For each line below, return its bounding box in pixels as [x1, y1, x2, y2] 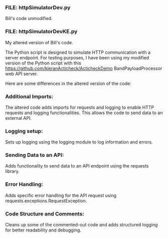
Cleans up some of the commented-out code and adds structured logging [5, 222, 158, 228]
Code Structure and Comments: [5, 210, 84, 217]
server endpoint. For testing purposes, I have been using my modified [5, 54, 149, 60]
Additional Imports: [5, 93, 54, 100]
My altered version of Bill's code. [5, 39, 74, 45]
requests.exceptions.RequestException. [5, 198, 87, 204]
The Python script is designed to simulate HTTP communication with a [5, 49, 151, 55]
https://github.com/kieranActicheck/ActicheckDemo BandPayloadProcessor [5, 65, 162, 71]
